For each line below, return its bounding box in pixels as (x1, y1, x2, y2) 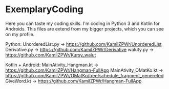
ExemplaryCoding (5, 4, 83, 15)
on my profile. (5, 31, 35, 37)
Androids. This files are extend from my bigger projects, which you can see (5, 25, 164, 32)
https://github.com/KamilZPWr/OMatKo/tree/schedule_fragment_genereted (5, 72, 164, 78)
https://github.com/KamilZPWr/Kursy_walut (5, 52, 96, 58)
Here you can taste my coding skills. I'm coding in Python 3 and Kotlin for (5, 20, 160, 26)
